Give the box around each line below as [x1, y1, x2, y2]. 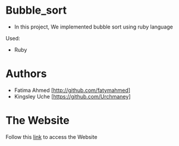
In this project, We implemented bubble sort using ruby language [14, 23, 174, 30]
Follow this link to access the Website [5, 133, 98, 140]
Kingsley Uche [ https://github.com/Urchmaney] [14, 93, 131, 100]
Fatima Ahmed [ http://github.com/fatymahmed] [14, 87, 131, 94]
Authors [5, 67, 47, 81]
